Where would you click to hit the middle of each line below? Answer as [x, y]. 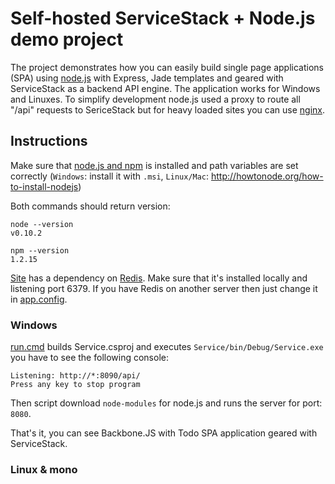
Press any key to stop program [75, 385]
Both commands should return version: [90, 206]
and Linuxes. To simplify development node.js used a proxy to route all [155, 99]
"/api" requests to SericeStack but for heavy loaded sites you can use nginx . [167, 109]
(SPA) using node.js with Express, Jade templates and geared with [147, 78]
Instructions [49, 141]
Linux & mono [44, 469]
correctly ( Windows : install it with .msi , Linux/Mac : [110, 176]
